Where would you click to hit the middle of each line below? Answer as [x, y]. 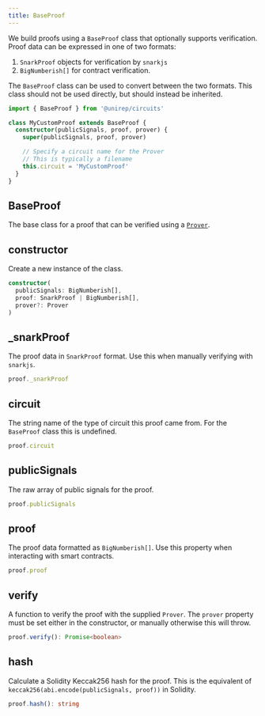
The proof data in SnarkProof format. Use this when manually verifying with [131, 356]
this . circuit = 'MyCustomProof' [76, 166]
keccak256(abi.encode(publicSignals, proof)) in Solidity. [102, 689]
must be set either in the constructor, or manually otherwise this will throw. [130, 623]
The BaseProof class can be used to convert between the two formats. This [131, 85]
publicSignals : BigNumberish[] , [69, 290]
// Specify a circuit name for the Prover [93, 152]
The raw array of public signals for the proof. [81, 489]
